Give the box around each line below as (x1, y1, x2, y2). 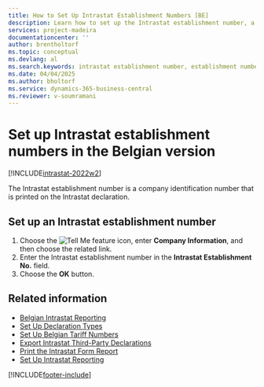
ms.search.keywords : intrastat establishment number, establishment (8, 63, 237, 71)
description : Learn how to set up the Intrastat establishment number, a (8, 19, 255, 27)
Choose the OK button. (19, 269, 94, 278)
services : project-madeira (8, 26, 97, 34)
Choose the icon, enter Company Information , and (19, 236, 244, 245)
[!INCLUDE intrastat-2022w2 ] (8, 168, 102, 178)
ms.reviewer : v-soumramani (8, 92, 97, 100)
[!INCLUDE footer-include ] (8, 370, 92, 379)
